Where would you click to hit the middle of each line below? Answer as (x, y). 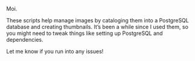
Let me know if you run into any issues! (55, 51)
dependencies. (25, 40)
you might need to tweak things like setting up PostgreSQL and (85, 33)
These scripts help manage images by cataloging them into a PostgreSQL (97, 20)
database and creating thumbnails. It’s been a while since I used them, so (97, 27)
